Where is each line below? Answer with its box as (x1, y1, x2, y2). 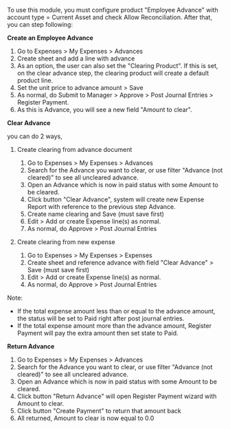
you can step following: (7, 21, 73, 28)
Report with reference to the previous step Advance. (27, 203, 176, 210)
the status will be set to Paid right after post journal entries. (16, 314, 185, 322)
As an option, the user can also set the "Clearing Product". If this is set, (16, 62, 218, 69)
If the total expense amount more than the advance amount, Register (16, 322, 211, 329)
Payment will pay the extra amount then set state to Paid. (16, 329, 179, 337)
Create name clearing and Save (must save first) (27, 210, 165, 218)
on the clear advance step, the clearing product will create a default (16, 69, 209, 77)
